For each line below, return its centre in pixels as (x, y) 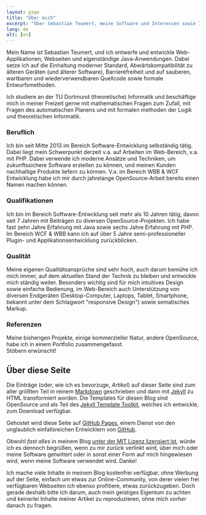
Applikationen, (25, 59)
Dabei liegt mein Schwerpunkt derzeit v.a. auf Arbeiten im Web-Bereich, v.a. (102, 152)
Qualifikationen (30, 201)
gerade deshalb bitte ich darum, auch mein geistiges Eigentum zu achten (99, 492)
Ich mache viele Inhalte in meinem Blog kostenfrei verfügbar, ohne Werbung (102, 473)
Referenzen (24, 324)
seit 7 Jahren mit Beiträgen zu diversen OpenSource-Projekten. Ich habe (98, 220)
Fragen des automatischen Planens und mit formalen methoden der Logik (99, 110)
